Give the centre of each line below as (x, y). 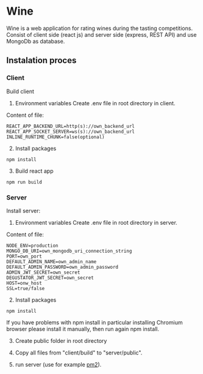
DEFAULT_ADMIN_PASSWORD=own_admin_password (62, 267)
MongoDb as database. (36, 41)
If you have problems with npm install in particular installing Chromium (94, 322)
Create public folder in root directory (61, 340)
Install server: (23, 211)
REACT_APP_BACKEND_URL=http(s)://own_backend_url (71, 126)
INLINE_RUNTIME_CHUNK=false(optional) (55, 137)
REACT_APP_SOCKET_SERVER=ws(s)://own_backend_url (71, 132)
